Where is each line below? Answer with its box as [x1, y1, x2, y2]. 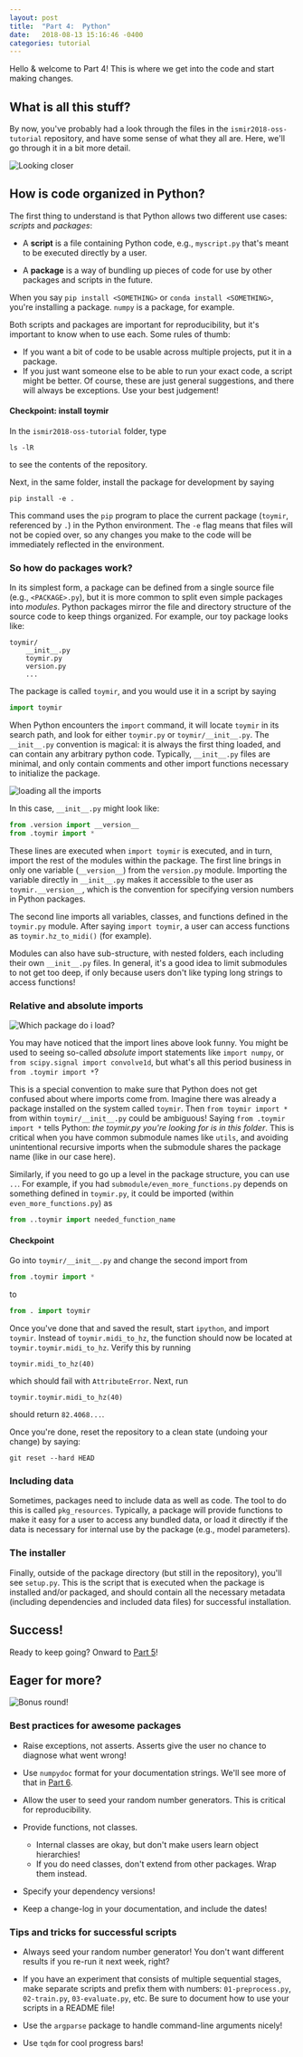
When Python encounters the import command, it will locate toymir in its [9, 719, 279, 730]
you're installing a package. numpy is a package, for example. [9, 301, 235, 313]
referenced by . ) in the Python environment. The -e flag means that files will [9, 520, 294, 531]
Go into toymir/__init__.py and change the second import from [9, 1255, 248, 1266]
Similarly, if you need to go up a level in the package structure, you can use [9, 1169, 290, 1180]
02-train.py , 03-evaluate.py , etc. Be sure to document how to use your [22, 1993, 289, 2004]
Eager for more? [9, 1673, 102, 1688]
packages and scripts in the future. [22, 274, 154, 285]
